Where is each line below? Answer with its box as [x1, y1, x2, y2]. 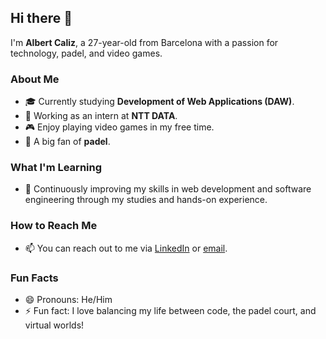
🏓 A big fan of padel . [24, 136, 111, 148]
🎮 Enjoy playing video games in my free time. [24, 121, 215, 133]
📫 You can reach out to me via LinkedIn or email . [24, 242, 228, 254]
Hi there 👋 [10, 10, 73, 27]
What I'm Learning [10, 161, 103, 175]
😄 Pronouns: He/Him [24, 294, 113, 305]
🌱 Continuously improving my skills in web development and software [24, 183, 312, 195]
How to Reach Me [10, 219, 98, 233]
